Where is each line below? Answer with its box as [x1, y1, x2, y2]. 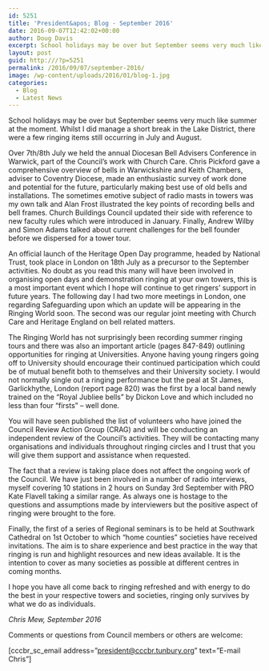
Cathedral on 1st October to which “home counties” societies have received [8, 532, 258, 542]
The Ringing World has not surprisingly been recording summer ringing [8, 333, 243, 342]
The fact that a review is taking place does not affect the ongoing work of [8, 466, 251, 475]
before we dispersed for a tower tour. [8, 233, 131, 243]
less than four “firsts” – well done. [8, 401, 120, 410]
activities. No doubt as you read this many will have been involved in [8, 266, 234, 276]
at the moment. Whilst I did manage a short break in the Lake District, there [8, 124, 256, 134]
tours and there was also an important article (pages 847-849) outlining [8, 342, 246, 351]
